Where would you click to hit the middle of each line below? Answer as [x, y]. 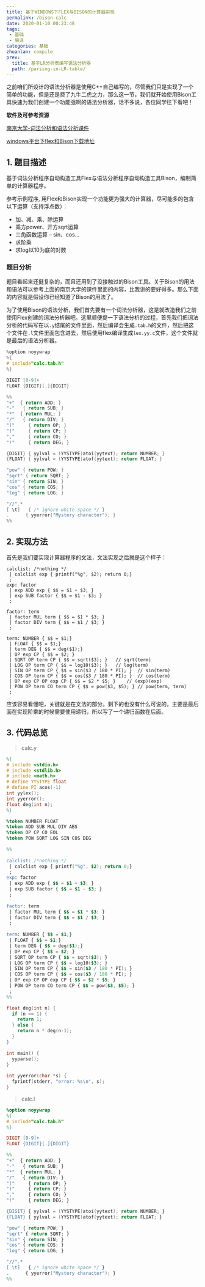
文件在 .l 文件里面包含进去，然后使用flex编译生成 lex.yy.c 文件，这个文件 [102, 333]
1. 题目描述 [27, 162]
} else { [23, 1025]
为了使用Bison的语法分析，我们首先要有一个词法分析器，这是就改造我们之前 [102, 310]
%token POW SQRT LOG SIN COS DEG [49, 838]
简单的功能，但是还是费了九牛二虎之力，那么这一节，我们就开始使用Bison [99, 95]
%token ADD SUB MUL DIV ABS [42, 827]
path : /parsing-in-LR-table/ [49, 69]
